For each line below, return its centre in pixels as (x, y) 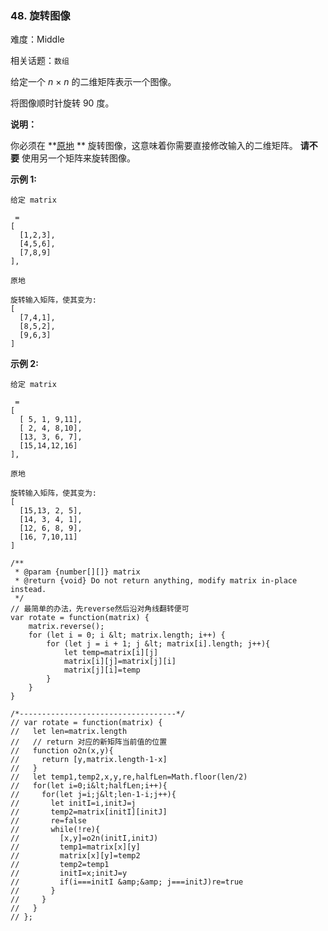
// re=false (48, 821)
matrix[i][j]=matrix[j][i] (120, 662)
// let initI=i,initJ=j (73, 803)
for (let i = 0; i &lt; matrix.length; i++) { (127, 635)
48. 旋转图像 (40, 15)
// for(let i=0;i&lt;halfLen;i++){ (89, 786)
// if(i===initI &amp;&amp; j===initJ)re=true (127, 882)
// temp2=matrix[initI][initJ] (89, 812)
